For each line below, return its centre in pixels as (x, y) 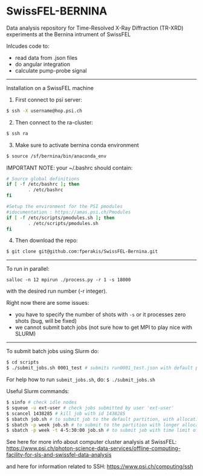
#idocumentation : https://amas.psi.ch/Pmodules (69, 212)
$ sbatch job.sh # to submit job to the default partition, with (90, 419)
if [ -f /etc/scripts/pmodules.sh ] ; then (60, 218)
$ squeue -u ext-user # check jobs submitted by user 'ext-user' (90, 408)
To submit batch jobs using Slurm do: (53, 351)
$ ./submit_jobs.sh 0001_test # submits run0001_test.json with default (100, 368)
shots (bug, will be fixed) (46, 321)
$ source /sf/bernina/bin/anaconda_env (56, 156)
